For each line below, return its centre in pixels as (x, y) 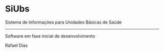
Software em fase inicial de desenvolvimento (50, 36)
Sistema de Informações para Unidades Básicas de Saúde (63, 22)
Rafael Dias (16, 45)
